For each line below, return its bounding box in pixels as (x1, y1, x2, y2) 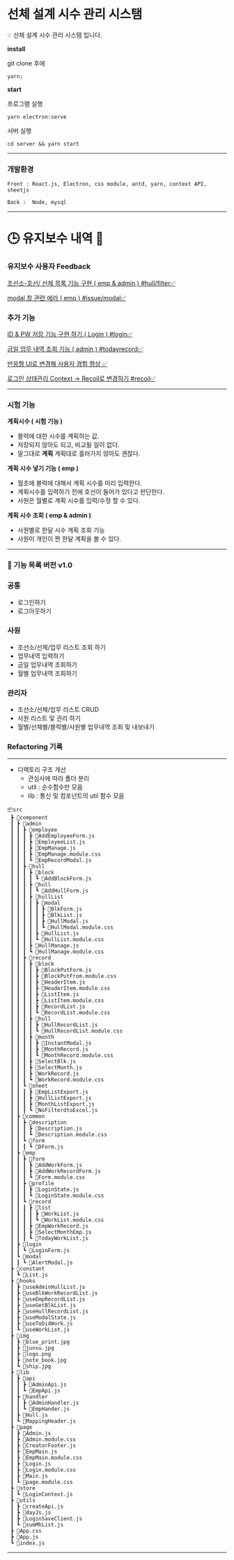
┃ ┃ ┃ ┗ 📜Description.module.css (10, 1132, 108, 1138)
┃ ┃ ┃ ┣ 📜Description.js (10, 1125, 82, 1132)
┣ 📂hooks (10, 1278, 36, 1285)
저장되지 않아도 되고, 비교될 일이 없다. (17, 440, 120, 449)
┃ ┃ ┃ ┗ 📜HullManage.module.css (10, 948, 104, 955)
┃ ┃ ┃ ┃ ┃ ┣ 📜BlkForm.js (10, 906, 82, 913)
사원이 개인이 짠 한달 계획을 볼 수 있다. (17, 534, 122, 543)
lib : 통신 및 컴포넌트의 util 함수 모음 (27, 791, 125, 800)
